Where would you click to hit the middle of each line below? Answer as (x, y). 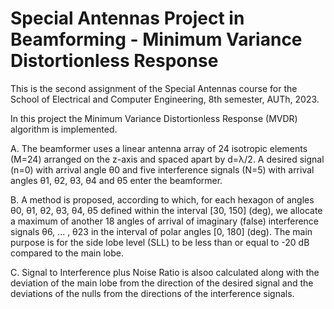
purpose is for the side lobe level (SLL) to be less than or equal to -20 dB (160, 242)
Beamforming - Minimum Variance (156, 39)
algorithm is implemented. (64, 129)
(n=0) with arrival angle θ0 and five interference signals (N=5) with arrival (162, 169)
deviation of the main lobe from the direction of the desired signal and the (162, 283)
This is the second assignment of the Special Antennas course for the (154, 88)
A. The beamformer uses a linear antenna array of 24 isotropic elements (159, 148)
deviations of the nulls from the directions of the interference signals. (152, 293)
